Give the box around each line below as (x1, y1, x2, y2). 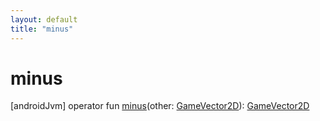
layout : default (10, 14, 78, 25)
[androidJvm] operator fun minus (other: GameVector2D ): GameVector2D (10, 100, 310, 112)
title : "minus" (10, 24, 74, 34)
